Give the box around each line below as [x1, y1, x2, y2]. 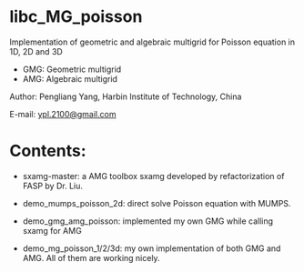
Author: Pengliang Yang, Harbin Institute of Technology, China [9, 91, 242, 102]
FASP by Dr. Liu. [22, 180, 84, 191]
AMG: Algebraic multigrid [22, 73, 118, 84]
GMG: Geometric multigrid [22, 64, 122, 75]
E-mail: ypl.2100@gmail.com [9, 108, 117, 119]
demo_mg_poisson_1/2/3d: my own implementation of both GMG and [22, 243, 281, 254]
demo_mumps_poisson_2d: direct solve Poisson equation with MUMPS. [22, 197, 291, 208]
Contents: [9, 141, 86, 161]
